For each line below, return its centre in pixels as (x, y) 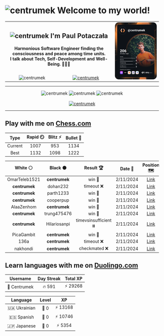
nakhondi (24, 249)
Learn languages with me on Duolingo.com (72, 265)
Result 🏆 (94, 168)
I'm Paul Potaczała (79, 36)
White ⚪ (23, 168)
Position (151, 165)
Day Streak (49, 278)
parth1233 (58, 193)
